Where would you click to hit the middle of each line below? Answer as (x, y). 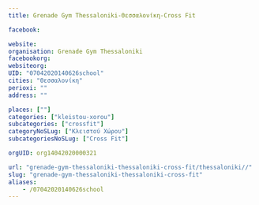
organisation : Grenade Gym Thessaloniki (76, 51)
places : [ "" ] (30, 110)
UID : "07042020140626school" (56, 73)
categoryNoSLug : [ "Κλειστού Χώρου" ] (68, 132)
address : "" (28, 95)
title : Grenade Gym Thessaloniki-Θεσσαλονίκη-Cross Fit (102, 15)
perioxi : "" (28, 88)
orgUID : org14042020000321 (53, 153)
